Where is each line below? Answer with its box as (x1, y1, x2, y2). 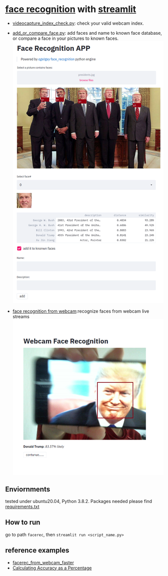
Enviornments (5, 485, 50, 493)
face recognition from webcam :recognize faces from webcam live (12, 308, 149, 314)
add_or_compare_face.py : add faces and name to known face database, (12, 30, 162, 36)
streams (12, 314, 30, 320)
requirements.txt (5, 503, 40, 510)
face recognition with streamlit (5, 4, 137, 15)
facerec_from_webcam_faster (12, 559, 74, 565)
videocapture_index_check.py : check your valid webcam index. (12, 20, 144, 26)
